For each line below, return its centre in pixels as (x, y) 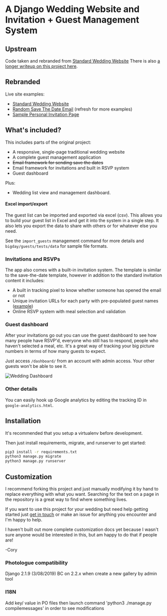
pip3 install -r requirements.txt (41, 452)
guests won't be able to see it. (36, 366)
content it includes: (25, 281)
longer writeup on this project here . (41, 66)
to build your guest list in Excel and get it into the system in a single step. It (82, 220)
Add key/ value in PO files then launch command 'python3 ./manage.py (78, 603)
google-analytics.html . (29, 405)
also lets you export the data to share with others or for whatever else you (81, 226)
